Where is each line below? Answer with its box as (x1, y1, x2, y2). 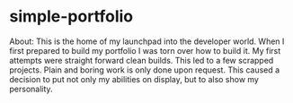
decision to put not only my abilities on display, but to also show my (9, 73, 259, 84)
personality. (9, 83, 53, 94)
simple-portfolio (9, 6, 134, 27)
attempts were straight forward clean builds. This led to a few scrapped (9, 55, 274, 65)
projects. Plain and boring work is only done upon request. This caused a (9, 64, 280, 75)
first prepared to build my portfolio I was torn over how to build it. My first (9, 45, 281, 56)
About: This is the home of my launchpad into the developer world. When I (9, 36, 285, 47)
